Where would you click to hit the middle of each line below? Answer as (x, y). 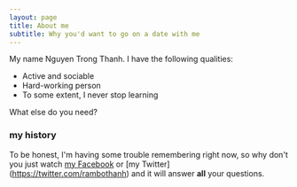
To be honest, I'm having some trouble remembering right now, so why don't (148, 154)
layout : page (33, 17)
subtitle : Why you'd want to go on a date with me (105, 34)
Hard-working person (62, 86)
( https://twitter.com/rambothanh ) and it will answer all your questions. (137, 173)
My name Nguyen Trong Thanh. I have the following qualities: (121, 59)
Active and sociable (58, 76)
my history (33, 136)
